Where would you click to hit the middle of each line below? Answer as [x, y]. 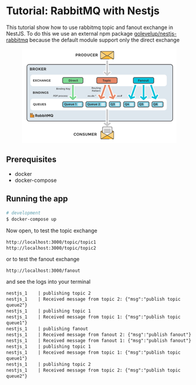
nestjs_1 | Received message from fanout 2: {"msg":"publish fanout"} [99, 335]
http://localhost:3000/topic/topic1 [51, 242]
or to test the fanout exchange [43, 259]
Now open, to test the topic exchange [52, 231]
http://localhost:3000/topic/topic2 [51, 248]
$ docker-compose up [32, 219]
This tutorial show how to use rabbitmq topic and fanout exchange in [89, 27]
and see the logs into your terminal [48, 282]
